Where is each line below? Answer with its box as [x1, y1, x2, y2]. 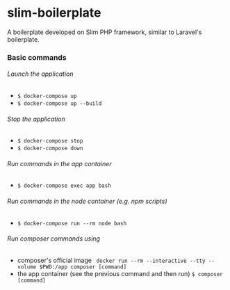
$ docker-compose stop [17, 138, 83, 145]
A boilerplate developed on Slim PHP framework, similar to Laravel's [7, 28, 202, 36]
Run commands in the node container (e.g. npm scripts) [7, 197, 167, 206]
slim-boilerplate [7, 5, 101, 21]
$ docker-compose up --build [17, 100, 102, 107]
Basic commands [7, 52, 67, 62]
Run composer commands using [7, 234, 101, 243]
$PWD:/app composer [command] [39, 263, 127, 271]
